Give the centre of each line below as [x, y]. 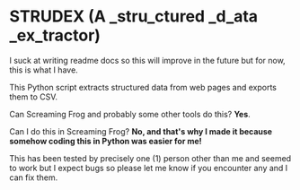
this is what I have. [44, 70]
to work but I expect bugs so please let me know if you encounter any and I [149, 168]
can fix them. [34, 177]
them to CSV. [34, 97]
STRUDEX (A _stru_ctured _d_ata [134, 17]
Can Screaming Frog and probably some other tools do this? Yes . [130, 114]
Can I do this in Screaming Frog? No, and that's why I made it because [141, 131]
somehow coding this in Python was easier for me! [106, 141]
